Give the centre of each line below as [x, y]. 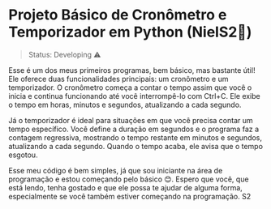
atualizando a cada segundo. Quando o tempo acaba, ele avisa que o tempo [136, 146]
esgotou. [23, 155]
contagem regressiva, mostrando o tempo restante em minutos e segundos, [135, 137]
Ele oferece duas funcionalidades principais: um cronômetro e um [118, 79]
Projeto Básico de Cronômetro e [118, 15]
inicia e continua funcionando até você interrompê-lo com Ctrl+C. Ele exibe [135, 96]
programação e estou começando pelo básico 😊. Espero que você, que [129, 179]
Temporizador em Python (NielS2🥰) [130, 32]
